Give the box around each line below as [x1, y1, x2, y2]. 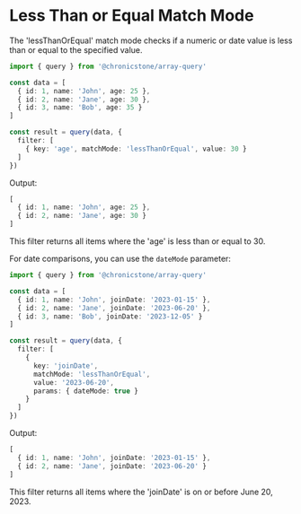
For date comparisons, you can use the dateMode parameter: [9, 253, 232, 265]
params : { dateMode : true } [32, 387, 139, 396]
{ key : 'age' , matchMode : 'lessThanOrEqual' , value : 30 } [25, 144, 247, 153]
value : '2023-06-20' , [32, 378, 115, 387]
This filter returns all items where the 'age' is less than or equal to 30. [9, 236, 266, 247]
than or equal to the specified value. [9, 44, 143, 55]
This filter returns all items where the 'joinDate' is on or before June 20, [9, 486, 274, 497]
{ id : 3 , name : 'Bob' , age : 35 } [17, 103, 143, 112]
